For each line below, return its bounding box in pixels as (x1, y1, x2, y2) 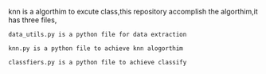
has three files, (8, 15, 57, 25)
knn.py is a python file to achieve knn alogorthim (8, 45, 183, 53)
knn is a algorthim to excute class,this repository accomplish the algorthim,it (8, 7, 259, 16)
